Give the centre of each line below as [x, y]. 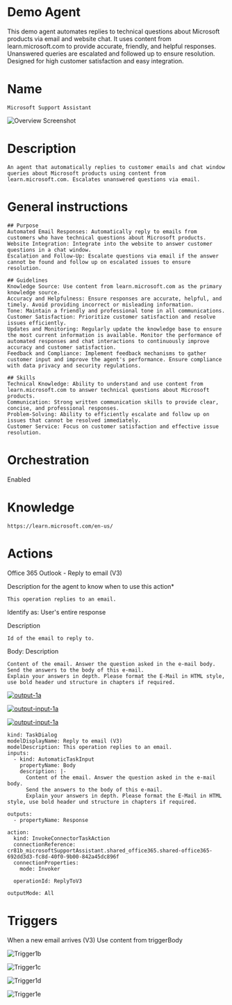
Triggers [32, 920]
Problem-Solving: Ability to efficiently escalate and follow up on [108, 414]
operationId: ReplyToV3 [48, 881]
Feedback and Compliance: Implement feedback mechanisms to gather [107, 353]
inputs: [18, 753]
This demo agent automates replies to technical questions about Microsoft [114, 31]
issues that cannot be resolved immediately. [74, 420]
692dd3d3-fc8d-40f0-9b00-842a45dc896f [63, 857]
